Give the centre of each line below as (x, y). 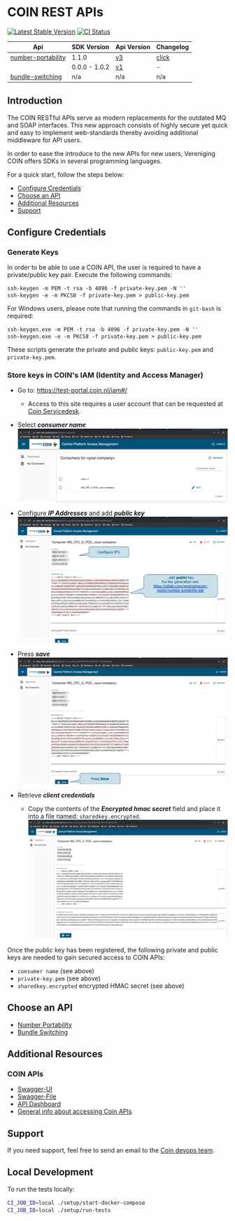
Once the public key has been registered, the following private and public (113, 950)
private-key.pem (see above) (59, 978)
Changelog (173, 47)
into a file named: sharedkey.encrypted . (84, 817)
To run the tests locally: (41, 1189)
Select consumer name (51, 425)
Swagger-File (37, 1096)
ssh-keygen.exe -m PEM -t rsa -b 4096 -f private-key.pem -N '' (103, 330)
